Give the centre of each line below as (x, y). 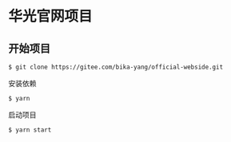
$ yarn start (30, 130)
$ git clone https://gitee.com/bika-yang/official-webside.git (116, 67)
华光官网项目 (51, 16)
